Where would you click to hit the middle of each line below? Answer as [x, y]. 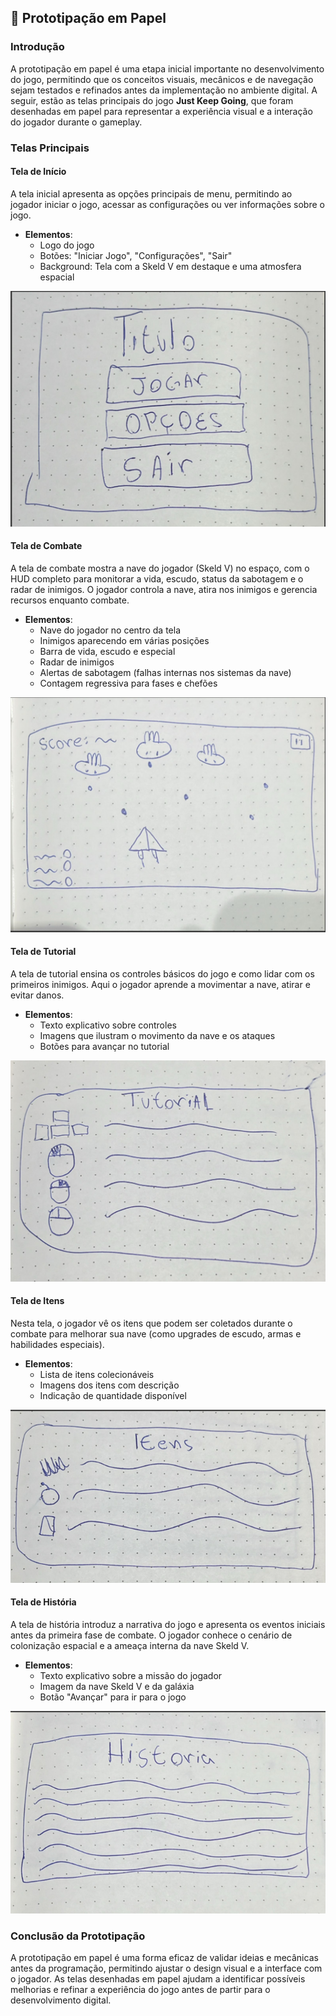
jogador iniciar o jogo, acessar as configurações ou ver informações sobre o [167, 204]
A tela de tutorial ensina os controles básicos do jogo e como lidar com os [162, 973]
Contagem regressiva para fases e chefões [128, 683]
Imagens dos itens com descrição [109, 1385]
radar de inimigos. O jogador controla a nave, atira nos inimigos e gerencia [164, 589]
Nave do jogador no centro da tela [110, 630]
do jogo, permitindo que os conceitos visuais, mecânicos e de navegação [162, 79]
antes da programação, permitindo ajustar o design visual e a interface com [166, 1968]
